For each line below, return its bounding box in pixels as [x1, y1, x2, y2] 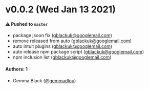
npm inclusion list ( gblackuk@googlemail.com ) [12, 54, 112, 60]
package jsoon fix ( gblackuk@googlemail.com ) [12, 32, 113, 39]
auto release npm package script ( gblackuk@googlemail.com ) [12, 49, 144, 55]
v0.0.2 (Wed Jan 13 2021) [5, 4, 116, 15]
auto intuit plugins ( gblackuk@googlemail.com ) [12, 43, 113, 49]
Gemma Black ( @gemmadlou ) [12, 77, 76, 83]
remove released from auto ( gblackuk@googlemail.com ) [12, 38, 132, 44]
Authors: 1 [5, 66, 28, 72]
